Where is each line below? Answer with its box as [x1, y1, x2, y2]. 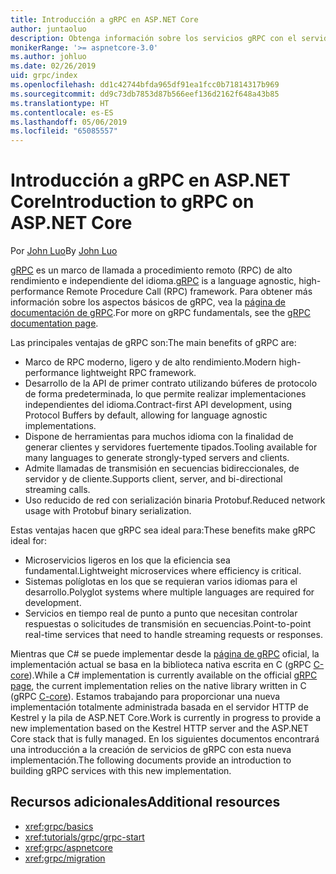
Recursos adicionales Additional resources [10, 794, 281, 811]
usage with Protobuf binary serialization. [24, 505, 192, 517]
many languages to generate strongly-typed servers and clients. [24, 452, 290, 464]
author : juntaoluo [10, 24, 87, 34]
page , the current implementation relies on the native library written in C [10, 680, 307, 692]
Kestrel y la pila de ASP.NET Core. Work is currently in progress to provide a [10, 712, 322, 724]
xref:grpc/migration [24, 852, 106, 864]
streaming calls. [24, 484, 91, 496]
